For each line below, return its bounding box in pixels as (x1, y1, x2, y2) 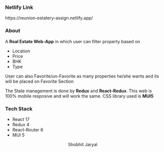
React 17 (12, 116, 30, 122)
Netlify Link (5, 4, 33, 11)
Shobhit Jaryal (68, 141, 98, 147)
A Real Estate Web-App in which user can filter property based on (5, 38, 140, 44)
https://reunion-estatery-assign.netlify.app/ (5, 15, 93, 21)
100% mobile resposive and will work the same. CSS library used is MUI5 (5, 93, 154, 99)
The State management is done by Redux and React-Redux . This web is (5, 88, 152, 94)
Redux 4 (12, 122, 30, 127)
